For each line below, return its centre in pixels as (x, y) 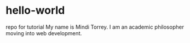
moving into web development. (44, 33)
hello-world (35, 10)
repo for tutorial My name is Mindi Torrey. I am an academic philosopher (95, 27)
